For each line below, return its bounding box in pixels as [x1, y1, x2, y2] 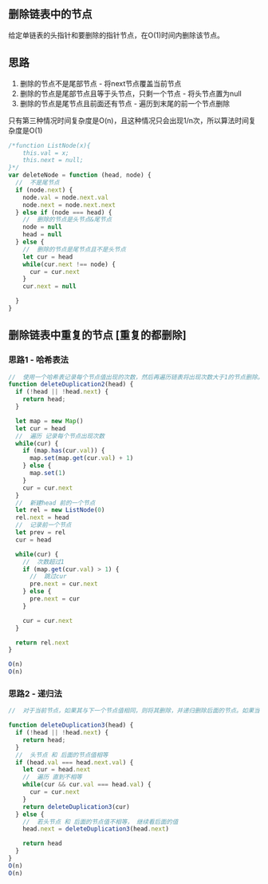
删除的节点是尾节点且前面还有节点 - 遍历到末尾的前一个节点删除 [19, 98, 231, 108]
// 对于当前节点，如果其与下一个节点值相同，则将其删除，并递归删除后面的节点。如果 [8, 707, 254, 715]
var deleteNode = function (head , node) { [8, 171, 152, 180]
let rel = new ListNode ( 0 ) [15, 506, 105, 514]
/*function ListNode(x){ [8, 141, 91, 149]
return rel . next [15, 638, 69, 647]
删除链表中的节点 [8, 7, 93, 22]
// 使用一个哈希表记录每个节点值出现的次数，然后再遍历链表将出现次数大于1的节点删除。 [8, 373, 264, 381]
